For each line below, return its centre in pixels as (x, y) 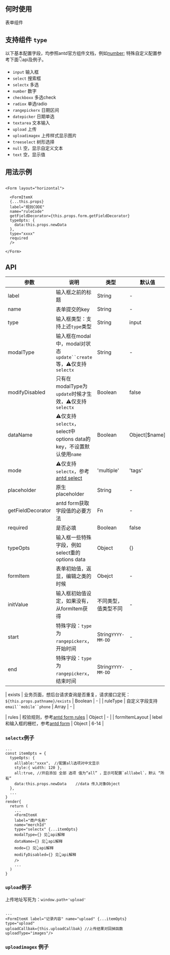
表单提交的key (73, 310)
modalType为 (72, 386)
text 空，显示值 (29, 155)
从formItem (69, 609)
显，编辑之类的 (74, 576)
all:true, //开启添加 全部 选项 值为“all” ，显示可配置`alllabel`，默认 (85, 773)
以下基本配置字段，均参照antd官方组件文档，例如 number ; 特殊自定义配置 (81, 53)
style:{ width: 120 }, (38, 767)
